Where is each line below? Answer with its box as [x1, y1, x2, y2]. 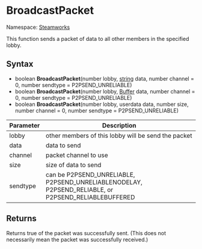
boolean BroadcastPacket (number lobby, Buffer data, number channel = [14, 88, 195, 95]
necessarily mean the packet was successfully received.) [6, 236, 148, 243]
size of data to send [45, 161, 102, 169]
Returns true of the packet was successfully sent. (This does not [6, 229, 167, 236]
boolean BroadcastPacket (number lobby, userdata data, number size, [14, 100, 189, 108]
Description [102, 121, 136, 129]
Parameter [9, 121, 40, 129]
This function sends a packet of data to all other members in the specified [6, 35, 189, 42]
